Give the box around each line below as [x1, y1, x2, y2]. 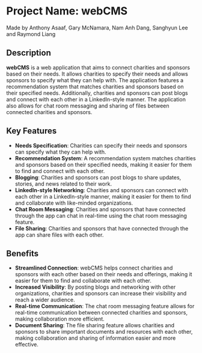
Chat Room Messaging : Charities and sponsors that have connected [14, 205, 186, 213]
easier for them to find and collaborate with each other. [14, 277, 152, 285]
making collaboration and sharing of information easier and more [14, 334, 176, 342]
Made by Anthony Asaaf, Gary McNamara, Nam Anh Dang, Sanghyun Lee [6, 24, 188, 31]
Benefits [6, 248, 39, 259]
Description [6, 48, 51, 58]
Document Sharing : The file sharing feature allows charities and [14, 322, 175, 329]
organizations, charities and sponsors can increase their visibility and [14, 290, 187, 297]
